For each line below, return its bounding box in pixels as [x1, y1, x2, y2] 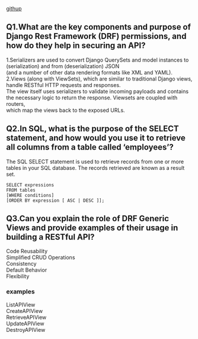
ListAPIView [6, 301, 36, 308]
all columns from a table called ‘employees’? [6, 142, 174, 153]
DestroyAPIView [6, 326, 46, 333]
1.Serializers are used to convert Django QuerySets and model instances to [6, 56, 189, 63]
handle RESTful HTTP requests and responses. [6, 81, 121, 88]
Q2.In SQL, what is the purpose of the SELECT [6, 124, 179, 134]
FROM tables [6, 187, 36, 193]
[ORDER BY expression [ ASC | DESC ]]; [6, 198, 105, 204]
